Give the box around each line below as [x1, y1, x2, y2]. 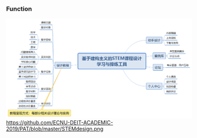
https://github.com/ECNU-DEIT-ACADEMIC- [6, 119, 113, 126]
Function [6, 5, 32, 13]
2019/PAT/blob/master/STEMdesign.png [6, 125, 104, 132]
